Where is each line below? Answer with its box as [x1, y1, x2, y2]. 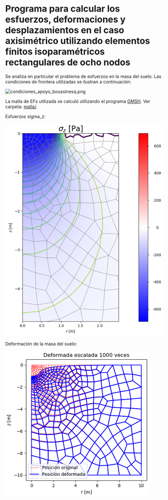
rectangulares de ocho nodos [5, 57, 131, 68]
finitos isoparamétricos [5, 46, 105, 58]
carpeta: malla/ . [5, 103, 38, 109]
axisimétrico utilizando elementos [5, 35, 150, 47]
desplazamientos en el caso [5, 25, 125, 36]
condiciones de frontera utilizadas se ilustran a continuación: [5, 79, 132, 85]
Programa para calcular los [5, 3, 120, 15]
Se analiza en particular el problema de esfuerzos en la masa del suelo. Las [5, 73, 162, 79]
